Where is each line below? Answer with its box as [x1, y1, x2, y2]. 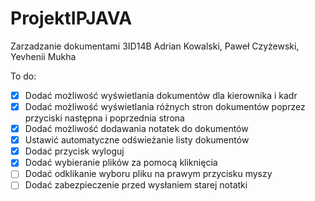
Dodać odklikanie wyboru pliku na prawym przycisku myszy [24, 168, 273, 180]
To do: [10, 70, 37, 82]
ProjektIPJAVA [10, 7, 133, 30]
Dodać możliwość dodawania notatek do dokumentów [24, 123, 249, 135]
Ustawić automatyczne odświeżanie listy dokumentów [24, 134, 250, 146]
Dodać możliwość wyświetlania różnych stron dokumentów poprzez [24, 101, 306, 112]
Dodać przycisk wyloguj [24, 145, 125, 157]
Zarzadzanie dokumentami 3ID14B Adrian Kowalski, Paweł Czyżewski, [10, 40, 300, 52]
